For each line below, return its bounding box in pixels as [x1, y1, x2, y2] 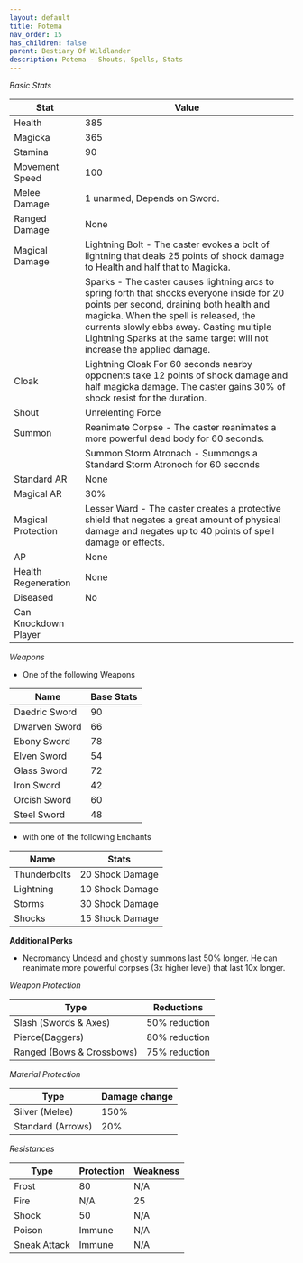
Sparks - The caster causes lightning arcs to [85, 276, 275, 288]
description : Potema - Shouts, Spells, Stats [9, 55, 183, 64]
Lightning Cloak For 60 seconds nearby [85, 358, 252, 370]
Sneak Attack [14, 1239, 70, 1250]
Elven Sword [14, 750, 68, 762]
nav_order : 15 [9, 30, 63, 39]
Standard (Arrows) [14, 1120, 93, 1132]
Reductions [152, 1001, 204, 1013]
